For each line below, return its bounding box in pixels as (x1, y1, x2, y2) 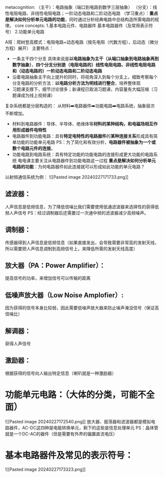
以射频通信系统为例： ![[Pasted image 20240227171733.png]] (5, 174, 128, 180)
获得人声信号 (5, 341, 31, 347)
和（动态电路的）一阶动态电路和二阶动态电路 (12, 68, 102, 73)
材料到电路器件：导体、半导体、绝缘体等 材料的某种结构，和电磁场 (12, 121, 145, 126)
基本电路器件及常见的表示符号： (5, 450, 134, 461)
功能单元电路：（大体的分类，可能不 (5, 389, 146, 401)
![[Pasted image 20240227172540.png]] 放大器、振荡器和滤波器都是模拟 (5, 418, 151, 425)
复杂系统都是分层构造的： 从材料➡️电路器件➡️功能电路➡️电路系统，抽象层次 (5, 103, 155, 109)
